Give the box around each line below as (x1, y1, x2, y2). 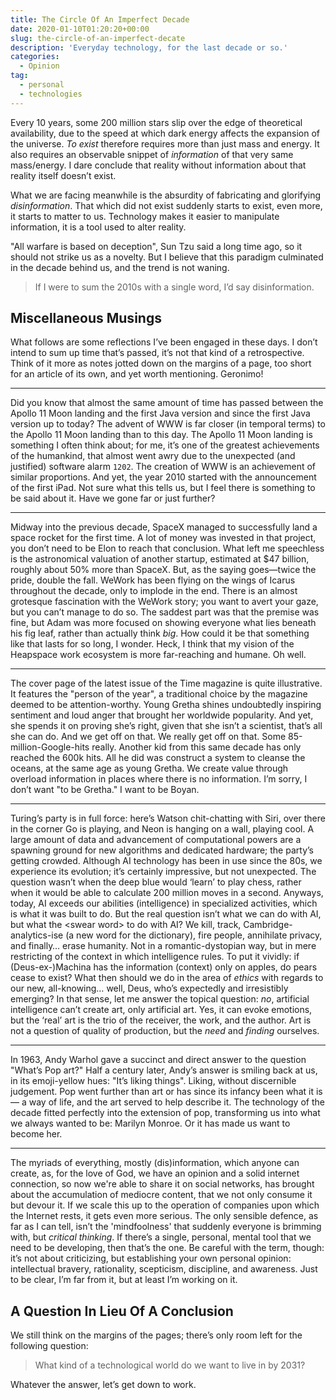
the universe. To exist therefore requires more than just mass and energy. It (10, 137, 320, 150)
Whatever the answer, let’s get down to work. (10, 1379, 197, 1391)
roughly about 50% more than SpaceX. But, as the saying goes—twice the (10, 564, 317, 576)
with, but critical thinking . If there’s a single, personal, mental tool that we (10, 1231, 312, 1243)
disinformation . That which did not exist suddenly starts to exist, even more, (10, 199, 323, 211)
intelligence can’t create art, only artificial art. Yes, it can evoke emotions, (10, 1004, 313, 1016)
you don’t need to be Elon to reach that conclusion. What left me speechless (10, 542, 325, 555)
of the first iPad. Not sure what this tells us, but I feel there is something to (10, 482, 316, 494)
